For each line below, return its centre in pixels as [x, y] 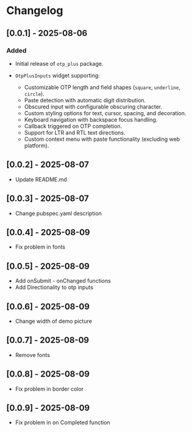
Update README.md [41, 179]
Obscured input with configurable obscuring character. [93, 107]
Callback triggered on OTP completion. [73, 126]
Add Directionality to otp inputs [54, 288]
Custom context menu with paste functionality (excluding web [102, 139]
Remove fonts [33, 355]
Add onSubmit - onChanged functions [63, 281]
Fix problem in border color [49, 389]
